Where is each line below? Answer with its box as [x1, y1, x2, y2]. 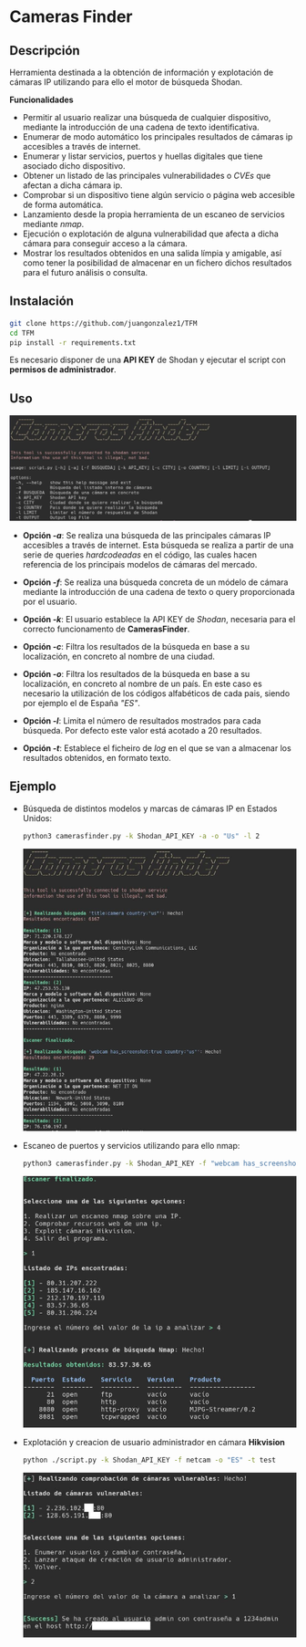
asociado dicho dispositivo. [22, 161, 126, 171]
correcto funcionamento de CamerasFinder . [22, 623, 190, 634]
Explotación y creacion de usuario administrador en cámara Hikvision [22, 1437, 285, 1448]
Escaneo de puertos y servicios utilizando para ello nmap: [22, 1141, 240, 1152]
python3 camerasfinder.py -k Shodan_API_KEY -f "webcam [22, 1159, 240, 1169]
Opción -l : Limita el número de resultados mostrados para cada [22, 714, 261, 726]
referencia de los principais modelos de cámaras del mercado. [22, 558, 258, 569]
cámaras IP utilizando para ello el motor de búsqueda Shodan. [9, 77, 243, 88]
